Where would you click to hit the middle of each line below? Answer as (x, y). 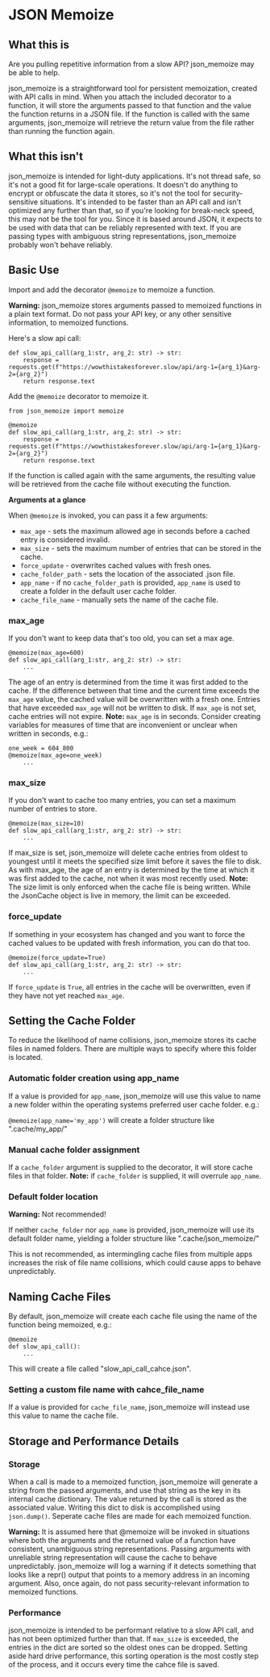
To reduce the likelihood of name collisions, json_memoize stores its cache (133, 1040)
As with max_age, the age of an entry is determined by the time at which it (131, 870)
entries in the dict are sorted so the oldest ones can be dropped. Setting (128, 1648)
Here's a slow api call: (45, 338)
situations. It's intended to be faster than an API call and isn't (141, 202)
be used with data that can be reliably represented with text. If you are (125, 227)
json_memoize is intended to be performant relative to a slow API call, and (131, 1630)
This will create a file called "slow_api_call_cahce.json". (100, 1369)
